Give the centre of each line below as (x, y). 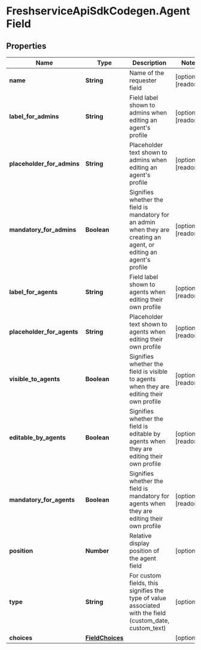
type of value (148, 598)
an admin (142, 222)
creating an (145, 237)
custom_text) (148, 628)
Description (149, 63)
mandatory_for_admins (43, 230)
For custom (145, 576)
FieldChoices (104, 638)
